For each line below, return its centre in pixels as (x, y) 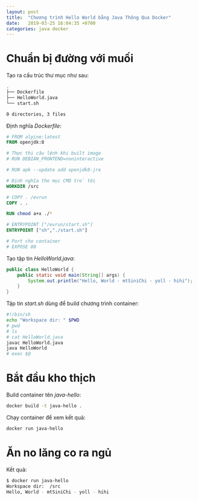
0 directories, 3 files (36, 114)
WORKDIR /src (23, 186)
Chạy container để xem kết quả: (46, 417)
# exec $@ (19, 354)
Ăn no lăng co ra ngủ (59, 453)
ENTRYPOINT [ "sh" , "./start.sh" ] (47, 230)
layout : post (23, 12)
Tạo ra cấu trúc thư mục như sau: (48, 76)
